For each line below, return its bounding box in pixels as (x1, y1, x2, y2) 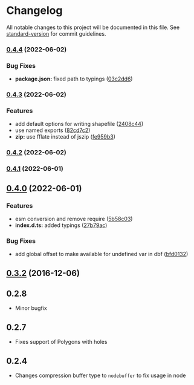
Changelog (6, 4, 63, 18)
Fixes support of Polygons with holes (15, 338, 108, 346)
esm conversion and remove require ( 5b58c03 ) (15, 215, 133, 222)
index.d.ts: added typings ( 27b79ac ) (15, 222, 108, 229)
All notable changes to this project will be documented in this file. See (6, 24, 180, 31)
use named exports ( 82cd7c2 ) (15, 127, 91, 134)
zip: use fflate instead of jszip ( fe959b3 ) (15, 133, 116, 140)
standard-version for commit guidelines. (6, 30, 106, 37)
